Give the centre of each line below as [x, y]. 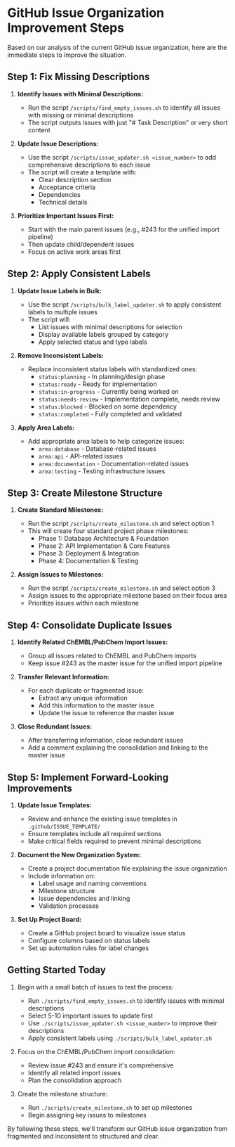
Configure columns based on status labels [89, 941]
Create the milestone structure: [62, 1094]
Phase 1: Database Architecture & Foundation [103, 539]
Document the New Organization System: [79, 855]
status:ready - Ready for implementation [98, 384]
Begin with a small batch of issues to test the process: [95, 987]
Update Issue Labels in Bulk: [60, 290]
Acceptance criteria [67, 187]
